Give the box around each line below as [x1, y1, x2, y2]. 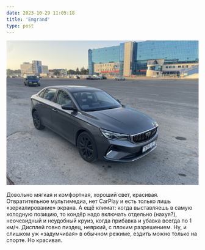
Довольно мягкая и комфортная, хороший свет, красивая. [6, 191, 159, 199]
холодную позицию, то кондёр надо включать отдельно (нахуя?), [6, 211, 178, 218]
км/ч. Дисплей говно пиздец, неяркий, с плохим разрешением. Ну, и [6, 224, 187, 231]
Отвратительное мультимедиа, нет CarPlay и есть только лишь [6, 197, 171, 205]
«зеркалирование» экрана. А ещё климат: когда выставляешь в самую [6, 204, 193, 211]
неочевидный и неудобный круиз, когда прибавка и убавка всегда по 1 [6, 217, 192, 224]
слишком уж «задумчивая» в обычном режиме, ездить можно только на [6, 230, 197, 238]
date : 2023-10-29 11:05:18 [6, 10, 75, 16]
